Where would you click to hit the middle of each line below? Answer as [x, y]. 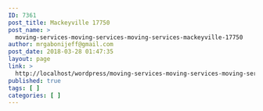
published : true [34, 81]
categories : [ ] [34, 95]
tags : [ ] [24, 88]
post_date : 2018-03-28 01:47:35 [61, 52]
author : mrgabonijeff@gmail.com [61, 45]
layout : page [29, 59]
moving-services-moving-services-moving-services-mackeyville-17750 [129, 37]
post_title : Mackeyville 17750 [59, 23]
